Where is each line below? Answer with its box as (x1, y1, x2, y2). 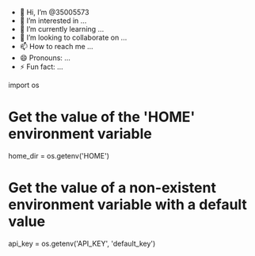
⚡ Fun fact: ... (19, 62, 63, 71)
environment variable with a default (8, 196, 248, 214)
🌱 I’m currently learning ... (19, 25, 105, 33)
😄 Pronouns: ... (19, 53, 71, 63)
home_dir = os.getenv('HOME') (8, 151, 109, 160)
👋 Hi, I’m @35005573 (19, 8, 89, 17)
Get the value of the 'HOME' (8, 108, 196, 126)
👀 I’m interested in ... (19, 16, 87, 25)
